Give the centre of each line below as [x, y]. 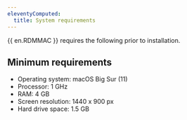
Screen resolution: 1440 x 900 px [65, 102]
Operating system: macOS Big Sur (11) [72, 79]
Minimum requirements [60, 62]
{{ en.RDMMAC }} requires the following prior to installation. [94, 40]
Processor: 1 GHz [43, 87]
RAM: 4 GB [33, 94]
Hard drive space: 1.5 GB [53, 109]
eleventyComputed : [34, 14]
